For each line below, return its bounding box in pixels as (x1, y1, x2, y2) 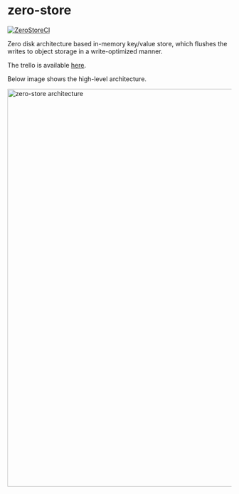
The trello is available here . (7, 61, 87, 69)
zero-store (7, 2, 72, 19)
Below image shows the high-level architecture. (7, 74, 147, 83)
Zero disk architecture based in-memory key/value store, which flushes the (7, 39, 228, 48)
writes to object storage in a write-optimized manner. (7, 47, 163, 56)
